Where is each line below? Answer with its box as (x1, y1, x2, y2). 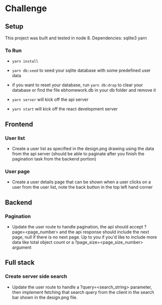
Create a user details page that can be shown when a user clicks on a (12, 179, 151, 185)
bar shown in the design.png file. (12, 294, 78, 300)
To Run (5, 47, 22, 54)
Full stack (5, 258, 35, 267)
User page (5, 168, 30, 175)
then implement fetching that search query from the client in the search (12, 289, 155, 295)
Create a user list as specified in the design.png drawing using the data (12, 145, 154, 151)
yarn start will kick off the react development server (12, 106, 118, 112)
